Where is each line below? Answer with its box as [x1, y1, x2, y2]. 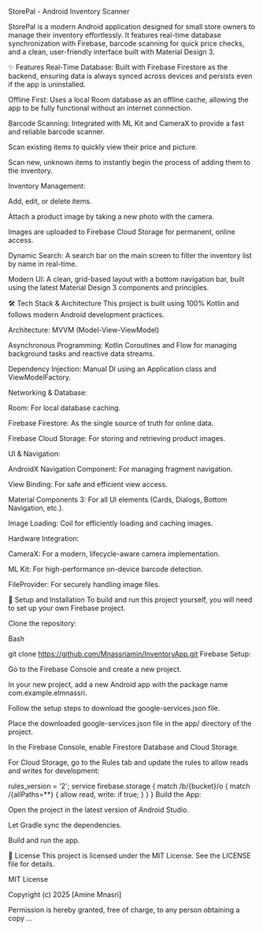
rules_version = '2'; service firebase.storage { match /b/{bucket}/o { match [8, 781, 250, 791]
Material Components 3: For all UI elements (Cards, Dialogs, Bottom [8, 495, 228, 504]
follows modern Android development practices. [8, 310, 165, 319]
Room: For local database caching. [8, 403, 120, 413]
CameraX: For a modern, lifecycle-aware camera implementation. [8, 549, 220, 559]
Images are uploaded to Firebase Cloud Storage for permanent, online [8, 227, 235, 236]
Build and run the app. [8, 836, 80, 845]
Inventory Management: [8, 181, 86, 190]
